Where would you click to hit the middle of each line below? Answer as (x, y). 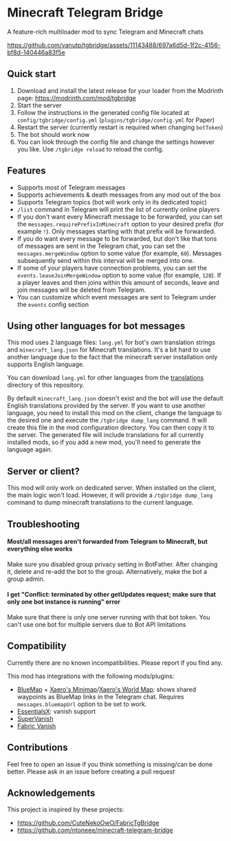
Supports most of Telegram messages (71, 187)
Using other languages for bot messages (96, 326)
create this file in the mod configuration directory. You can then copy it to (111, 427)
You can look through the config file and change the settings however (116, 142)
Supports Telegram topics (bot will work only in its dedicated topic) (112, 202)
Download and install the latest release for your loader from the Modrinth (120, 90)
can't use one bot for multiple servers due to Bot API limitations (97, 624)
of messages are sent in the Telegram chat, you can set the (101, 246)
